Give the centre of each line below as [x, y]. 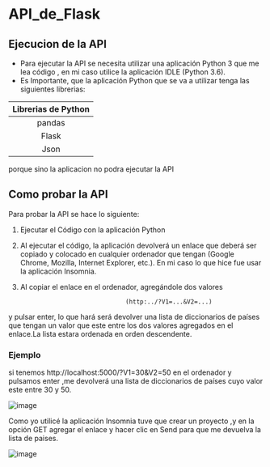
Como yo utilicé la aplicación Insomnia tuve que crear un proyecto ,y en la [131, 421]
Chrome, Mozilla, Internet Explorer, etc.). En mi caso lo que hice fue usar [141, 262]
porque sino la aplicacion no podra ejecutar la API [91, 169]
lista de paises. [34, 439]
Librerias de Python [51, 109]
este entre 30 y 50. [40, 390]
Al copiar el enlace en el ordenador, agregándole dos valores [122, 287]
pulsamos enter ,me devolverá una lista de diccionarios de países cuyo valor [136, 381]
